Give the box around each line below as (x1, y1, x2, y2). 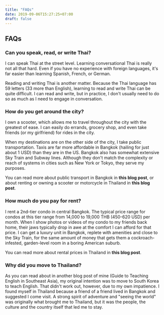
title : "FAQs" (5, 7, 34, 12)
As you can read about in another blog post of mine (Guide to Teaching (5, 273, 148, 279)
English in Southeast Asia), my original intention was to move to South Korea (5, 278, 159, 284)
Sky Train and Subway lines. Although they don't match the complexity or (5, 155, 153, 161)
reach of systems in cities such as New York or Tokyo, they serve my (5, 160, 144, 166)
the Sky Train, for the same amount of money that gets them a (5, 235, 130, 240)
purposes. (5, 165, 26, 171)
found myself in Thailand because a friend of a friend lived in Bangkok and (5, 288, 156, 294)
